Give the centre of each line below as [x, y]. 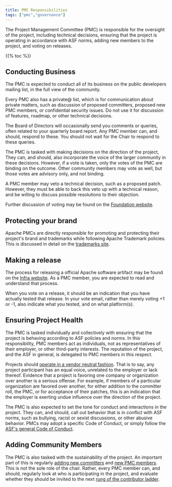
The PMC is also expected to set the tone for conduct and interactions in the [86, 407]
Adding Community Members [54, 445]
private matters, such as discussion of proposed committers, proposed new [85, 105]
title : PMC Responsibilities [36, 10]
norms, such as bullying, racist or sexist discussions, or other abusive [79, 418]
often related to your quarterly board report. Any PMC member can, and [81, 131]
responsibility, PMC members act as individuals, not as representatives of [83, 343]
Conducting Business [41, 72]
